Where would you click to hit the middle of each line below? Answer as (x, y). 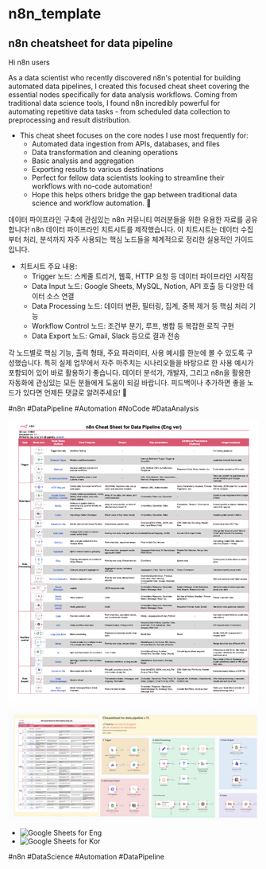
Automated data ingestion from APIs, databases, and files (125, 144)
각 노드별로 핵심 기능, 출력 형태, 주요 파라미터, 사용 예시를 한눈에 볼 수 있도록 (126, 353)
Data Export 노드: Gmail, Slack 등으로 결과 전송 (106, 336)
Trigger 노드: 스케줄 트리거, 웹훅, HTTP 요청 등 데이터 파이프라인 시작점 (143, 276)
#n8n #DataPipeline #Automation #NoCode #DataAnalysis (104, 408)
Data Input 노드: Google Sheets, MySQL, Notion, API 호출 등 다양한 (138, 286)
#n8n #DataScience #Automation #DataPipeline (87, 857)
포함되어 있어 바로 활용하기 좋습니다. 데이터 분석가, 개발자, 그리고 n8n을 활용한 (130, 372)
